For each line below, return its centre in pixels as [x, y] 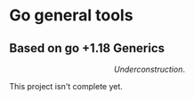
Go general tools [71, 15]
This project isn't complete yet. [66, 86]
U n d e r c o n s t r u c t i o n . [150, 69]
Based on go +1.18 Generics [87, 48]
